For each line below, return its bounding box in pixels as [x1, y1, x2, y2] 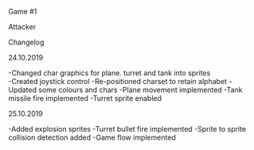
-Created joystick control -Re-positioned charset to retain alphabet [8, 77, 228, 86]
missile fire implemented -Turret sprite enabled [8, 94, 162, 102]
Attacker [8, 22, 37, 31]
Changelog [8, 37, 45, 47]
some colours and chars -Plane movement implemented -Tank [38, 85, 243, 94]
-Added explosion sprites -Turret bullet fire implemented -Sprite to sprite [8, 125, 247, 133]
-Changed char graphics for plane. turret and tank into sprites [8, 68, 211, 78]
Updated [8, 85, 37, 94]
